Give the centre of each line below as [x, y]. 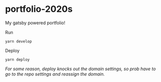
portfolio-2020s [39, 9]
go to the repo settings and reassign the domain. [55, 74]
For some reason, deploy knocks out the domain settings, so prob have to [80, 69]
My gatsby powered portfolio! [35, 23]
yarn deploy [17, 60]
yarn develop [19, 41]
